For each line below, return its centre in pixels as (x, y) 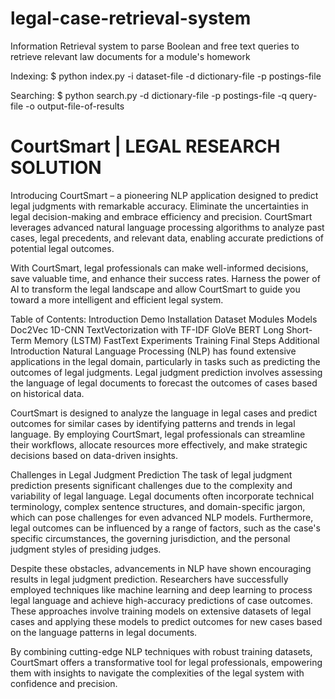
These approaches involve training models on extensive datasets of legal (161, 611)
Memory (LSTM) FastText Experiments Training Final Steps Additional (176, 340)
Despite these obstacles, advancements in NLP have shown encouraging (161, 568)
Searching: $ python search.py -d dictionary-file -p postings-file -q (149, 95)
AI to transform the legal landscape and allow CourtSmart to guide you (155, 289)
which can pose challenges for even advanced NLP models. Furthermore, (162, 517)
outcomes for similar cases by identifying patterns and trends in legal (153, 423)
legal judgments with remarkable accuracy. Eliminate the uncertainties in (159, 206)
